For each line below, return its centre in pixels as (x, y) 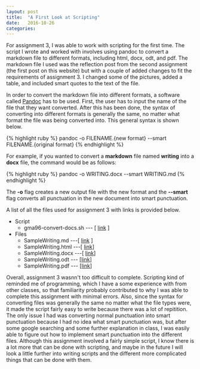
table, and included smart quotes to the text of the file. (73, 84)
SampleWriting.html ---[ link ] (59, 247)
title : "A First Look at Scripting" (53, 17)
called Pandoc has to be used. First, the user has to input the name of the (96, 102)
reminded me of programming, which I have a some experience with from (96, 284)
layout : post (22, 12)
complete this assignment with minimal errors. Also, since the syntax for (95, 297)
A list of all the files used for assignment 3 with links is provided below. (93, 210)
